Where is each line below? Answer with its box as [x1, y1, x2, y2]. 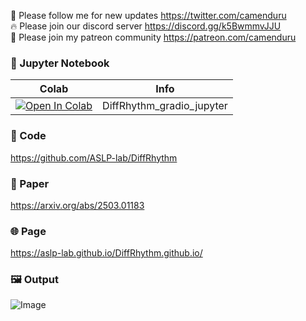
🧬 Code [10, 129, 47, 143]
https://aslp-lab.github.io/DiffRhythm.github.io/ [10, 247, 203, 259]
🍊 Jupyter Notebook [10, 56, 110, 70]
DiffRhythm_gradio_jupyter [102, 99, 228, 113]
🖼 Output [10, 273, 59, 287]
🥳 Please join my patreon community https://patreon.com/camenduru [10, 31, 297, 43]
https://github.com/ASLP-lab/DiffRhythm [10, 151, 178, 164]
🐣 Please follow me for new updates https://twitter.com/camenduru [10, 10, 287, 21]
